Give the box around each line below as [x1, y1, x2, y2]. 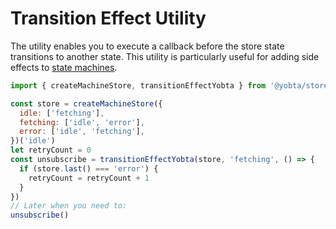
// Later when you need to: [10, 201, 128, 211]
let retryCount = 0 [10, 145, 92, 156]
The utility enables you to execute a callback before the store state [10, 40, 285, 52]
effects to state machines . [10, 61, 118, 73]
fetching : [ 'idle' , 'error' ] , [19, 117, 145, 127]
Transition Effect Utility [10, 7, 207, 30]
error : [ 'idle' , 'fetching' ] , [19, 127, 145, 137]
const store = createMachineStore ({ [10, 98, 163, 109]
